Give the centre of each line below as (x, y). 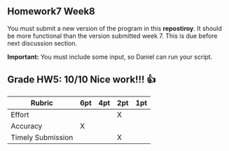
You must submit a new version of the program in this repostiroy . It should (115, 28)
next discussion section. (42, 43)
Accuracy (27, 126)
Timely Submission (42, 137)
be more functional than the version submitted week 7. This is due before (113, 36)
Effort (20, 115)
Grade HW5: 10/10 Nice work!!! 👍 (82, 80)
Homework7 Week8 (51, 12)
